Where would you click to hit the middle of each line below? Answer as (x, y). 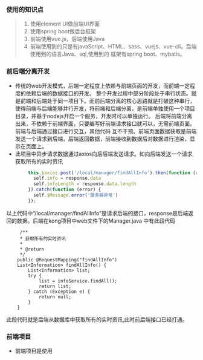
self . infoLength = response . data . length (85, 184)
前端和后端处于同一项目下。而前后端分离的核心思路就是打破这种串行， (108, 100)
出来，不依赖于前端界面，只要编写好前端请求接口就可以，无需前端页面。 (105, 123)
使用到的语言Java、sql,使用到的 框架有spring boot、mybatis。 (108, 54)
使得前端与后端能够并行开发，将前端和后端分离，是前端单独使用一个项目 (105, 108)
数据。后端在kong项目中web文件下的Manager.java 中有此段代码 (96, 221)
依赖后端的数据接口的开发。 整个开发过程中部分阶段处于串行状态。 (108, 93)
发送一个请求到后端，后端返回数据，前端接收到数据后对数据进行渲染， (102, 139)
